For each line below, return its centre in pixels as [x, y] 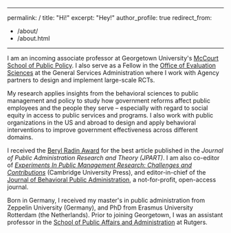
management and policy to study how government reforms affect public [109, 101]
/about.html [33, 38]
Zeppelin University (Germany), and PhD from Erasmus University [100, 208]
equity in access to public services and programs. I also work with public [110, 115]
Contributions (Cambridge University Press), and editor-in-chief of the [107, 172]
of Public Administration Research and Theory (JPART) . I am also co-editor [113, 158]
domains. [20, 137]
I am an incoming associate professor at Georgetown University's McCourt [113, 58]
